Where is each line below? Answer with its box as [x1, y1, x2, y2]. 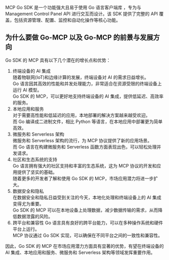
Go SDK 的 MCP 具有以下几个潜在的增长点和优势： [5, 57, 111, 63]
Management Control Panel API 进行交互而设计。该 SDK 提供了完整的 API [5, 11, 158, 17]
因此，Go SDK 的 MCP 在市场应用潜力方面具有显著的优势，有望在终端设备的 [5, 243, 164, 249]
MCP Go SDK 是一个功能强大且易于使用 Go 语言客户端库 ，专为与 [5, 5, 142, 10]
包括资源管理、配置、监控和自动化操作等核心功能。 [14, 17, 120, 23]
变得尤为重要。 [12, 200, 44, 206]
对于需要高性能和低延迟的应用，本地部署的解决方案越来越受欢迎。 [12, 112, 150, 118]
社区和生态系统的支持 [12, 156, 57, 162]
